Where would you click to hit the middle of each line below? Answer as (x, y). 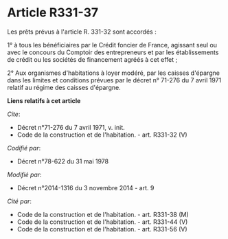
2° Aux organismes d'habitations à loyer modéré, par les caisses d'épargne (113, 73)
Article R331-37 (53, 13)
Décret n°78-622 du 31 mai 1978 (62, 161)
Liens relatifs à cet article (44, 100)
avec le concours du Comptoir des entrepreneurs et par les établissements (113, 52)
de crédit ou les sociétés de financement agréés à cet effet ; (92, 59)
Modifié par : (25, 174)
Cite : (14, 114)
